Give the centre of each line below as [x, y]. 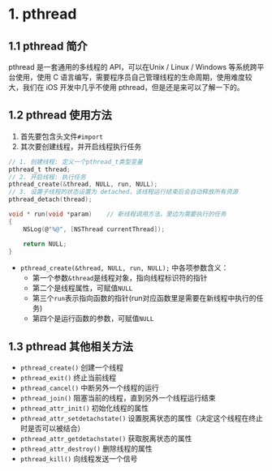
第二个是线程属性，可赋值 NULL [82, 288]
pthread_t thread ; [39, 169]
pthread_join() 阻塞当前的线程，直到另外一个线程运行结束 [118, 398]
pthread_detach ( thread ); [50, 199]
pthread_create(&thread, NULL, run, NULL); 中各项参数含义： [124, 268]
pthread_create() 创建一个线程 [72, 368]
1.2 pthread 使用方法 [60, 116]
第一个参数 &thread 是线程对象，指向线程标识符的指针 [120, 278]
